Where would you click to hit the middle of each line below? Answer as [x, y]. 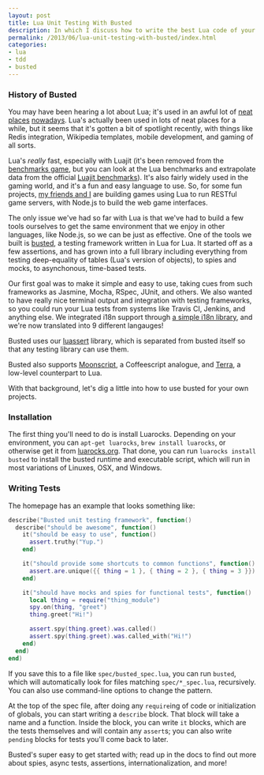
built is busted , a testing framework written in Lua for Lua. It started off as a [131, 243]
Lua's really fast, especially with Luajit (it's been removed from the [116, 161]
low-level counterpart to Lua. [55, 373]
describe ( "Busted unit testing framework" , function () [100, 520]
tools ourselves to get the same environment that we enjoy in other [117, 227]
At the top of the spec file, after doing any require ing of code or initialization [132, 705]
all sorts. [22, 145]
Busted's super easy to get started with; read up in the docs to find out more [132, 754]
